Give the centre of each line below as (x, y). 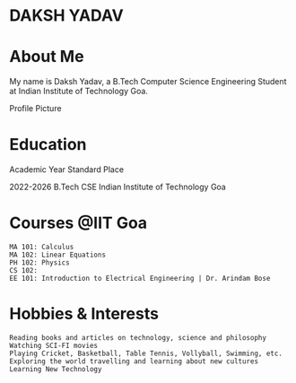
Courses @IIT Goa (78, 223)
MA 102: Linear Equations (57, 255)
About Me (47, 57)
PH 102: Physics (39, 263)
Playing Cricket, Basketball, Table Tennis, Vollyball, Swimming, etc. (146, 353)
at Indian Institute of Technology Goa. (78, 91)
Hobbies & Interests (84, 314)
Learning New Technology (56, 369)
